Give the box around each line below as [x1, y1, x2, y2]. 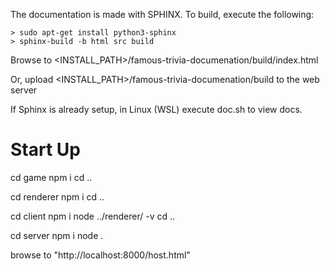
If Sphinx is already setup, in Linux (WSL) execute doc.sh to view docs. [10, 104, 303, 115]
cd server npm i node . [10, 229, 104, 241]
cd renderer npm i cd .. [10, 190, 105, 203]
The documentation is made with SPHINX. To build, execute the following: [10, 9, 315, 20]
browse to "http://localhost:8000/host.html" [10, 249, 191, 261]
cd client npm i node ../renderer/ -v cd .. [10, 210, 176, 222]
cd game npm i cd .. [10, 171, 93, 183]
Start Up [10, 139, 81, 161]
